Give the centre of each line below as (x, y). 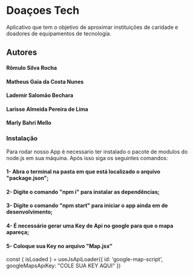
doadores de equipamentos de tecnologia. (59, 33)
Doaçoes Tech (43, 11)
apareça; (18, 232)
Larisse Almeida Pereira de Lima (47, 109)
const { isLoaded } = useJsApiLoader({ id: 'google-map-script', (85, 259)
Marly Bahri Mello (29, 123)
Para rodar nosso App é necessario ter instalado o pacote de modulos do (97, 152)
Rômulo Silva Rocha (32, 67)
